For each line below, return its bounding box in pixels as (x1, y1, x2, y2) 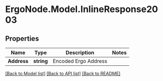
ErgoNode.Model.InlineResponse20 (5, 4, 158, 15)
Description (65, 49, 95, 56)
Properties (5, 34, 39, 43)
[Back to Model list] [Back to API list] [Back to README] (5, 70, 121, 76)
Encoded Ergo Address (52, 58, 107, 64)
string (33, 58, 48, 64)
